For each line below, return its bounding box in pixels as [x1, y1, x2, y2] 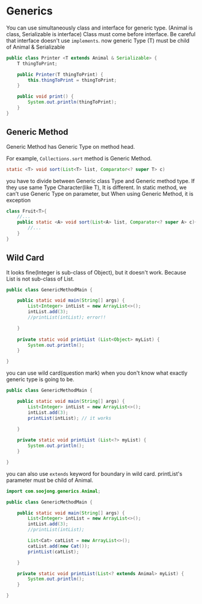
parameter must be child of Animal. [6, 476, 94, 484]
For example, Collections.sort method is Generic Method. [6, 155, 152, 162]
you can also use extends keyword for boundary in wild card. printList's [6, 470, 183, 477]
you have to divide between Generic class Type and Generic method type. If [6, 177, 195, 184]
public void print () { [17, 93, 74, 100]
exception [6, 196, 31, 204]
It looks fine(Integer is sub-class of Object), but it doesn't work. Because [6, 269, 186, 276]
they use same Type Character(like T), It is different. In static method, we [6, 184, 187, 191]
